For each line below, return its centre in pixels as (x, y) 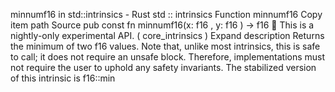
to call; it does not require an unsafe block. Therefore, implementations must (168, 57)
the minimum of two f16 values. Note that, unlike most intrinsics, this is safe (165, 46)
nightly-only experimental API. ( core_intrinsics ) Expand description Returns (167, 35)
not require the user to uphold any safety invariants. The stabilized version (163, 67)
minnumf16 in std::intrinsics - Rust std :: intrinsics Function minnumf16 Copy (166, 14)
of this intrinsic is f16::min (63, 78)
